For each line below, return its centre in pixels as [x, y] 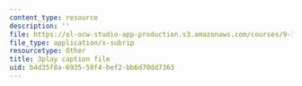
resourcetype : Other [48, 51]
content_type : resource [54, 17]
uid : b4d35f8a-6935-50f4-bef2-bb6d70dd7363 [92, 68]
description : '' [40, 26]
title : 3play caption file [60, 59]
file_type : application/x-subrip [72, 43]
